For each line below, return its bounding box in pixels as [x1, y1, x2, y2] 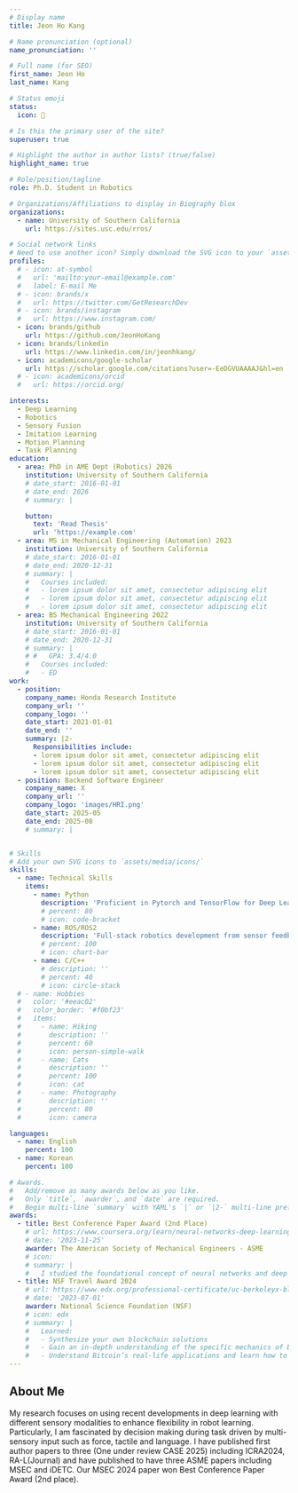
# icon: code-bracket [41, 915, 122, 924]
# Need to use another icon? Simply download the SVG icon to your [9, 249, 264, 257]
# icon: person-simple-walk [17, 1047, 145, 1056]
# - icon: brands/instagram [17, 306, 122, 315]
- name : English [17, 1137, 77, 1146]
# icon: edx [25, 1310, 69, 1319]
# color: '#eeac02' [17, 998, 98, 1007]
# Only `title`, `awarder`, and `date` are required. [9, 1195, 220, 1204]
